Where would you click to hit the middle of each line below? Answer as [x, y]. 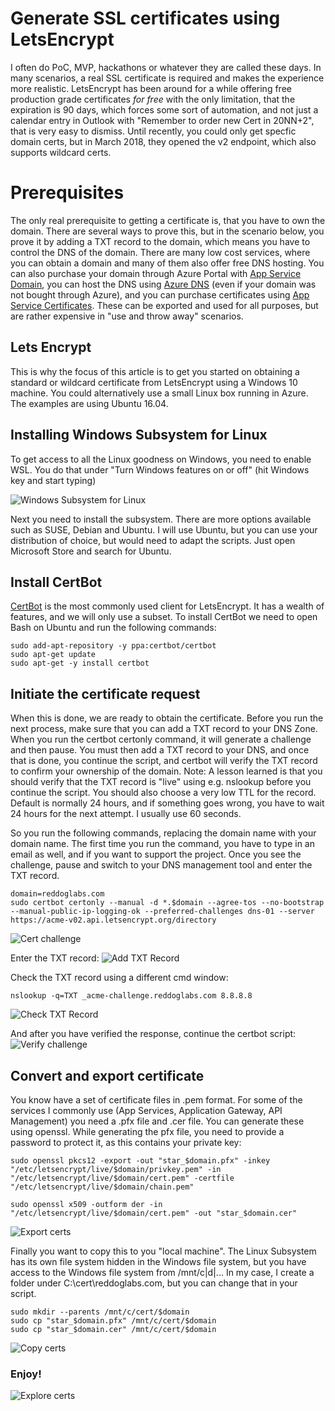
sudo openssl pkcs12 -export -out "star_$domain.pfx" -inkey [140, 1160]
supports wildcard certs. [61, 152]
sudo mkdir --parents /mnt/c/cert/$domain [100, 1312]
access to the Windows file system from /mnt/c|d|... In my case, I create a [162, 1272]
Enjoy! [26, 1374]
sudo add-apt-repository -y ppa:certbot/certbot [113, 646]
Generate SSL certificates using [145, 18]
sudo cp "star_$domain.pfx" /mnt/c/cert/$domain [113, 1320]
